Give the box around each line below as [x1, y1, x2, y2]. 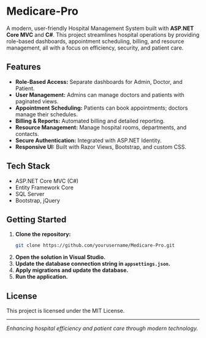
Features [6, 62, 41, 72]
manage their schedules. [15, 110, 78, 118]
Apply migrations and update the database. [15, 266, 129, 274]
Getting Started [6, 214, 67, 225]
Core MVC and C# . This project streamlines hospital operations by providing [6, 31, 200, 38]
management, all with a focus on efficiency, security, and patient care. [6, 44, 184, 51]
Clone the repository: [15, 231, 71, 238]
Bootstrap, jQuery [15, 197, 60, 204]
